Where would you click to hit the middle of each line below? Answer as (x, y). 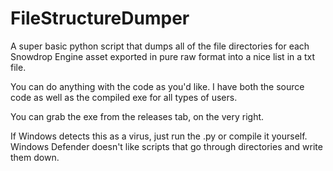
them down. (35, 157)
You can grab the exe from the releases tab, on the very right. (137, 116)
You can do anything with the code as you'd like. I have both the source (157, 86)
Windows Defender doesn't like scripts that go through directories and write (166, 146)
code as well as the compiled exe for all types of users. (124, 97)
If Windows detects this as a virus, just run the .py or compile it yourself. (159, 136)
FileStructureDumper (100, 18)
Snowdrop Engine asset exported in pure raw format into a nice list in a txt (163, 56)
